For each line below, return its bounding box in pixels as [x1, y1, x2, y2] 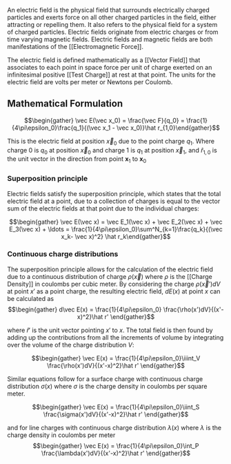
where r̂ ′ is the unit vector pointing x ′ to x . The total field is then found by [7, 326, 213, 334]
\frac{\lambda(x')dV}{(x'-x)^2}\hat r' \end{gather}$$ [41, 449, 191, 457]
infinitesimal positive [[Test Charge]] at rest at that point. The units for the [7, 70, 216, 79]
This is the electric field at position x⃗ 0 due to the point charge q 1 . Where [7, 137, 215, 147]
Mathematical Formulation [7, 98, 123, 110]
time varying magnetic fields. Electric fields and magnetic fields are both [7, 35, 213, 43]
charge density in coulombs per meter [7, 431, 116, 439]
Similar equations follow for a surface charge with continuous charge [7, 374, 203, 383]
